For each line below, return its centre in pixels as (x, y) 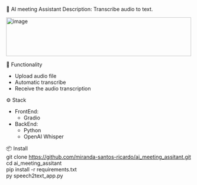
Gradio (32, 118)
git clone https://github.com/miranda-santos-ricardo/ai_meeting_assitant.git (98, 157)
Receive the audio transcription (53, 88)
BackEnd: (26, 124)
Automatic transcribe (40, 82)
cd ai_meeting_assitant (34, 163)
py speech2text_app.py (35, 176)
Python (32, 130)
